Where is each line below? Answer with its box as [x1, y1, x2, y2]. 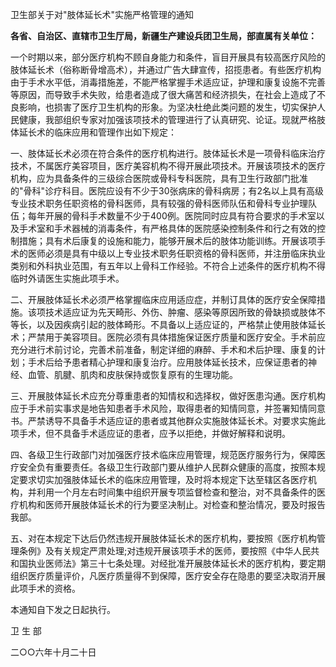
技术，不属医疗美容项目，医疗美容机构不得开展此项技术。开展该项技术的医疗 [10, 160, 326, 172]
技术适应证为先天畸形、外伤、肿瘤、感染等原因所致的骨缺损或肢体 [44, 306, 317, 318]
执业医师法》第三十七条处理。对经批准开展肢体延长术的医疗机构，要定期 [27, 558, 326, 569]
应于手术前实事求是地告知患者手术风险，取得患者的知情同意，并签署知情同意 [10, 403, 326, 414]
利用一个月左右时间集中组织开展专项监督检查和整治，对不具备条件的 [36, 486, 317, 498]
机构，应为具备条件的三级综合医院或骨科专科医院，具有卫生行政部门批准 [10, 173, 308, 184]
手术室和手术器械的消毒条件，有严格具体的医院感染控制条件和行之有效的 [18, 223, 317, 234]
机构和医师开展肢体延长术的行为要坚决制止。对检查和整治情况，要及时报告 [18, 499, 326, 510]
